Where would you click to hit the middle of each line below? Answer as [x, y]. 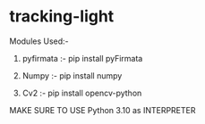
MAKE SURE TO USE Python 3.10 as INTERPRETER [102, 110]
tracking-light [62, 17]
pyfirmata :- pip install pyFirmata [82, 58]
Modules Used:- [39, 41]
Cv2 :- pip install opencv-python [82, 93]
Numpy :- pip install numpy [72, 75]
